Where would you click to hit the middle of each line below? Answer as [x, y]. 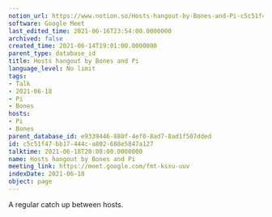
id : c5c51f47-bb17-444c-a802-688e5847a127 [81, 144]
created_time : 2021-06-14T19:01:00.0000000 [83, 46]
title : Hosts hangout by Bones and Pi [74, 62]
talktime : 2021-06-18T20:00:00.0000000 [76, 151]
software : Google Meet [47, 23]
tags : [17, 76]
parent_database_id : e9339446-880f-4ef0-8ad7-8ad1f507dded [110, 136]
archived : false [36, 38]
